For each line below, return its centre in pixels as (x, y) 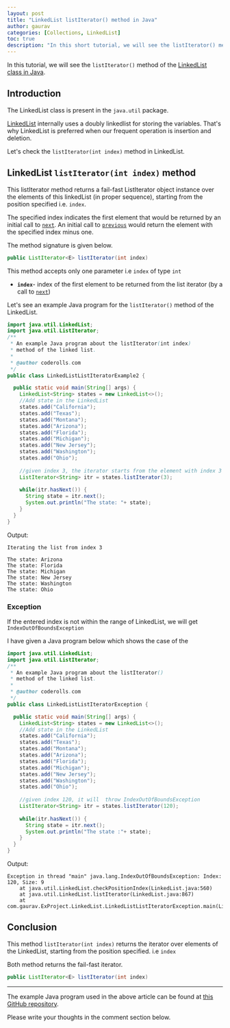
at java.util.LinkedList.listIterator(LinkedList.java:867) (107, 895)
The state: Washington (39, 584)
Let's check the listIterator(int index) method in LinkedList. (96, 151)
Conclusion (32, 928)
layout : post (26, 13)
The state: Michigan (37, 571)
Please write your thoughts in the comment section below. (89, 1017)
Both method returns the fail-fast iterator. (65, 964)
